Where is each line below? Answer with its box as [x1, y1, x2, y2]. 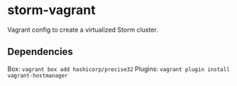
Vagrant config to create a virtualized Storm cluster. [7, 25, 158, 34]
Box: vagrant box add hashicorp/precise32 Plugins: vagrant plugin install [7, 64, 231, 73]
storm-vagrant [7, 2, 96, 18]
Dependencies [7, 46, 73, 58]
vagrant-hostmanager [7, 72, 69, 79]
